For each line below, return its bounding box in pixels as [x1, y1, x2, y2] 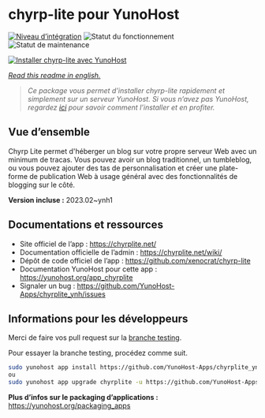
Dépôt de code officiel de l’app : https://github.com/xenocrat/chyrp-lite [19, 256, 251, 265]
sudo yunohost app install [8, 364, 97, 371]
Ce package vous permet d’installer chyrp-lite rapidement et [27, 85, 226, 95]
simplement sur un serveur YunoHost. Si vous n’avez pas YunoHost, [27, 94, 250, 103]
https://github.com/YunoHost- [77, 281, 175, 290]
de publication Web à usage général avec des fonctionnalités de [29, 171, 238, 181]
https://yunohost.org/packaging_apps [8, 401, 131, 410]
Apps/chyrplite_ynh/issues [19, 289, 106, 299]
